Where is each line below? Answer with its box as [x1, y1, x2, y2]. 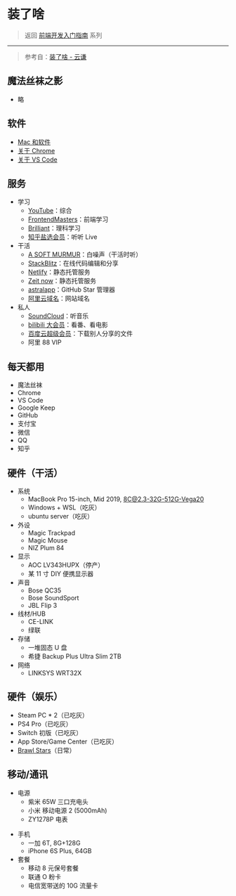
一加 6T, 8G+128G [27, 838, 81, 847]
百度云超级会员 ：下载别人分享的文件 [27, 330, 133, 338]
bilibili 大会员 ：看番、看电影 [27, 320, 109, 329]
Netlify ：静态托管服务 [27, 268, 91, 276]
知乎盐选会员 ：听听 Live [27, 233, 98, 241]
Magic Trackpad [27, 528, 76, 537]
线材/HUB [17, 609, 46, 618]
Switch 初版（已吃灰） [17, 728, 83, 736]
